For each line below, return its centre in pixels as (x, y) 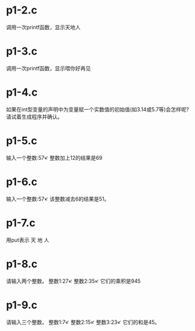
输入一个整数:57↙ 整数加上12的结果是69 (54, 158)
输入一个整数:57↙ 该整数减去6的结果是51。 (58, 199)
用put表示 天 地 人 (28, 240)
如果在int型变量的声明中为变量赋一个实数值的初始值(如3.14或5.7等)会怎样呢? (97, 109)
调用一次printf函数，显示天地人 (43, 27)
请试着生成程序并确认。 (34, 116)
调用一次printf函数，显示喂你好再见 (49, 68)
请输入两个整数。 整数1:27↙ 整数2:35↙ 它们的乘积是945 (73, 281)
